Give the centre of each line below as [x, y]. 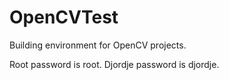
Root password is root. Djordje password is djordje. [114, 64]
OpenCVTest [64, 17]
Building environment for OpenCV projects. [98, 45]
